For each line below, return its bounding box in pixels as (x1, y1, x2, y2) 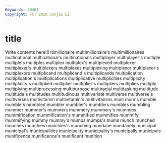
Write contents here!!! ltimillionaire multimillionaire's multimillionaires (5, 49, 145, 55)
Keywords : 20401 (5, 7, 39, 12)
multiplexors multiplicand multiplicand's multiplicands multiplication (5, 70, 143, 76)
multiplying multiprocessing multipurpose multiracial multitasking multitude (5, 86, 159, 92)
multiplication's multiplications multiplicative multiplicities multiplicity (5, 75, 146, 81)
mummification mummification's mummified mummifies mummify (5, 112, 139, 118)
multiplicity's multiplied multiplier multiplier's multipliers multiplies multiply (5, 81, 157, 87)
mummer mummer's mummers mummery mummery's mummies (5, 107, 136, 113)
